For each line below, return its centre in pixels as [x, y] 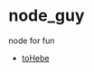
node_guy [47, 16]
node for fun [32, 40]
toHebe [35, 58]
